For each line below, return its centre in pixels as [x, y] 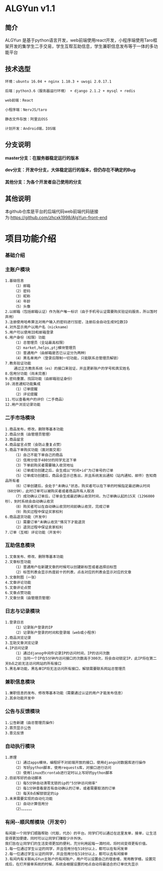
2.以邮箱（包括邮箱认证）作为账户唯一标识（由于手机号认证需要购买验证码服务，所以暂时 [81, 312]
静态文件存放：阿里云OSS [26, 119]
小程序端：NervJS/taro [26, 110]
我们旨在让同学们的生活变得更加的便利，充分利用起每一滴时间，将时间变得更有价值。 [77, 844]
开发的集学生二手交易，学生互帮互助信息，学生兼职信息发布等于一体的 [79, 46]
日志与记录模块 [23, 611]
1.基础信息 [15, 281]
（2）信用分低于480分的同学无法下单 [45, 460]
